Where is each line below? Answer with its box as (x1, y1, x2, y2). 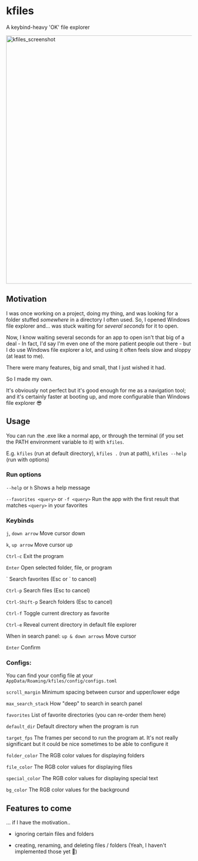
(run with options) (6, 456, 49, 463)
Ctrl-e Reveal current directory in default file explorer (6, 621, 137, 628)
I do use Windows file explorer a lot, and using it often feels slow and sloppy (6, 346, 191, 353)
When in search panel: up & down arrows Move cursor (6, 632, 137, 640)
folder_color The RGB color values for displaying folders (6, 752, 145, 759)
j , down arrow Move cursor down (6, 530, 85, 537)
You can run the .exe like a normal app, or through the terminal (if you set (6, 432, 184, 439)
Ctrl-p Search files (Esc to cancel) (6, 587, 90, 594)
